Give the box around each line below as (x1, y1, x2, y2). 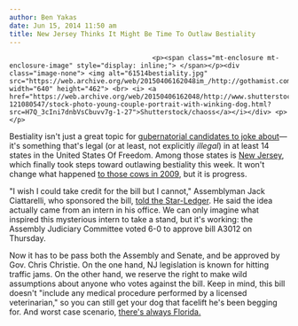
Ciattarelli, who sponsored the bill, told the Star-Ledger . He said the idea (9, 196, 273, 206)
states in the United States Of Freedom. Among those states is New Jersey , (9, 150, 285, 160)
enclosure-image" (9, 61, 74, 71)
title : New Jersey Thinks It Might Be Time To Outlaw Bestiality (9, 29, 255, 38)
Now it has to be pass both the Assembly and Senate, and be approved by (9, 250, 281, 261)
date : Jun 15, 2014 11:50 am (9, 21, 117, 30)
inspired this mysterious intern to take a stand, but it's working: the (9, 214, 254, 225)
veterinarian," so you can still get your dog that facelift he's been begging (9, 298, 278, 308)
